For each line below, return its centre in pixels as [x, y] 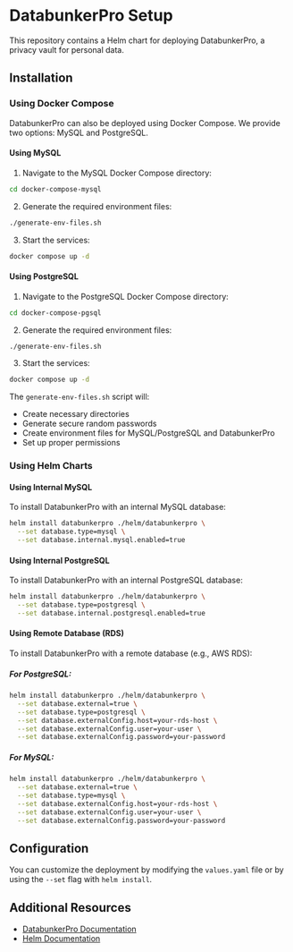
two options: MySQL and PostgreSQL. [79, 132]
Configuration [49, 848]
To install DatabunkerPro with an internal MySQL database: [117, 507]
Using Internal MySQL [51, 487]
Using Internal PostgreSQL [59, 560]
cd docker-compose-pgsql [55, 313]
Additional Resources [70, 908]
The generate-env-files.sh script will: [80, 397]
